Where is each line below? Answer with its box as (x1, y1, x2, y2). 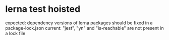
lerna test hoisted (5, 3, 81, 15)
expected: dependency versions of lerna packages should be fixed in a (5, 20, 153, 26)
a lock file (5, 30, 26, 36)
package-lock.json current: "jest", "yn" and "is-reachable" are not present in (5, 25, 164, 31)
